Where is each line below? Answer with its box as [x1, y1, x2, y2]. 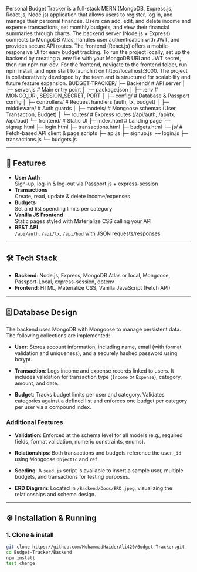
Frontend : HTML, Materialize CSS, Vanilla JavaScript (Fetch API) [14, 284, 171, 291]
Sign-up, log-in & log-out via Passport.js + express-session [14, 180, 158, 187]
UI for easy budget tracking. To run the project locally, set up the [34, 49, 191, 55]
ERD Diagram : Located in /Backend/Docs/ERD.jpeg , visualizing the [14, 484, 173, 492]
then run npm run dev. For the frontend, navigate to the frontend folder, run [6, 61, 188, 68]
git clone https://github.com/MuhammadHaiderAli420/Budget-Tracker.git [6, 544, 185, 550]
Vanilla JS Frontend [14, 211, 63, 218]
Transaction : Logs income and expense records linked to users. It [14, 367, 174, 374]
